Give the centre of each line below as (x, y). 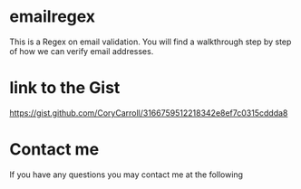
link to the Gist (65, 88)
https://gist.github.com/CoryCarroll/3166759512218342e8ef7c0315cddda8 (149, 113)
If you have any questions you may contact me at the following (126, 175)
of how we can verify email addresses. (82, 51)
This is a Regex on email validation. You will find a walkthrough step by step (150, 42)
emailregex (53, 17)
